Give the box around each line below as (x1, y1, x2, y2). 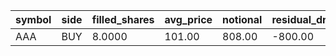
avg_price (164, 13, 213, 26)
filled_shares (91, 13, 155, 26)
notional (222, 13, 263, 26)
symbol (15, 13, 52, 26)
